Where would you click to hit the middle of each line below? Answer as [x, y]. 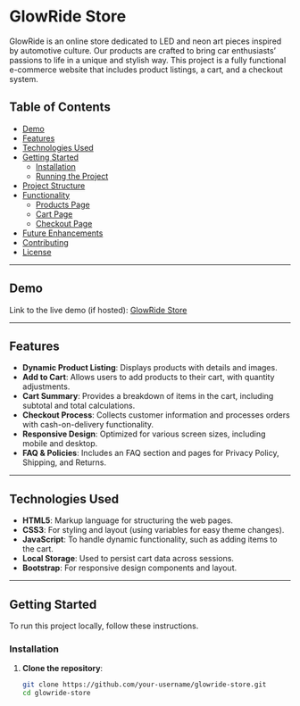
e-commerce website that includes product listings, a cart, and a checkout [146, 70]
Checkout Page [64, 223]
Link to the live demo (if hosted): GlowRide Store [98, 310]
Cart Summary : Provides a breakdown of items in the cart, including [148, 396]
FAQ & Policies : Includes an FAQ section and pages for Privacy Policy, [150, 453]
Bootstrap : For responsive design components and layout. [129, 568]
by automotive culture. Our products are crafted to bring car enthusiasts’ [143, 50]
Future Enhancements [62, 233]
